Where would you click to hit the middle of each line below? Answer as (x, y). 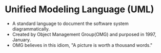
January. (22, 40)
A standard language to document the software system (70, 23)
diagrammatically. (31, 29)
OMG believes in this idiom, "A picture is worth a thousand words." (82, 45)
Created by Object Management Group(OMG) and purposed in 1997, (84, 34)
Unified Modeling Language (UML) (79, 9)
